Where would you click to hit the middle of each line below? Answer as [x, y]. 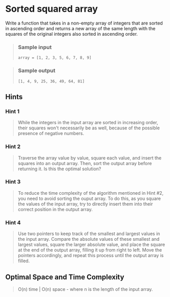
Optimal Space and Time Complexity [65, 277]
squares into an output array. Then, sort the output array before [85, 163]
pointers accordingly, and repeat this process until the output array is [91, 256]
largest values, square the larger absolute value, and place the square [91, 245]
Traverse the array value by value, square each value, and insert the [90, 158]
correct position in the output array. [55, 209]
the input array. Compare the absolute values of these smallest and [89, 239]
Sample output [36, 71]
